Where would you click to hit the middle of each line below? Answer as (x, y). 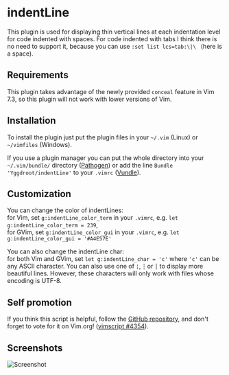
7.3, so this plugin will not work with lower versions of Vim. (89, 99)
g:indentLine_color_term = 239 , (52, 225)
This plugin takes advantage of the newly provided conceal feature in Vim (111, 91)
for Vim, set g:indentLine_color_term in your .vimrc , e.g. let (93, 218)
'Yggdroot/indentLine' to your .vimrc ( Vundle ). (74, 172)
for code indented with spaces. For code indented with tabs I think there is (112, 38)
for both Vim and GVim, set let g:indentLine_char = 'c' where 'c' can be (113, 259)
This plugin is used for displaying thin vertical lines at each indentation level (114, 32)
